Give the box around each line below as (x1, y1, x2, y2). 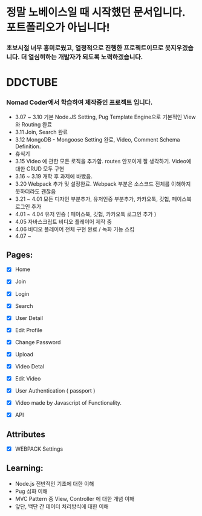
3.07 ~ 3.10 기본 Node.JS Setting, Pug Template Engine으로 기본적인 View (15, 113, 197, 120)
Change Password (15, 338, 61, 345)
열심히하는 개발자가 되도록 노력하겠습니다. (28, 53, 143, 61)
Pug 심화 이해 (15, 488, 48, 495)
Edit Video (15, 374, 41, 382)
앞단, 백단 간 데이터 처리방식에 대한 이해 (15, 503, 109, 510)
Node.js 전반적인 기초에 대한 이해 (15, 480, 94, 487)
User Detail (15, 314, 44, 321)
